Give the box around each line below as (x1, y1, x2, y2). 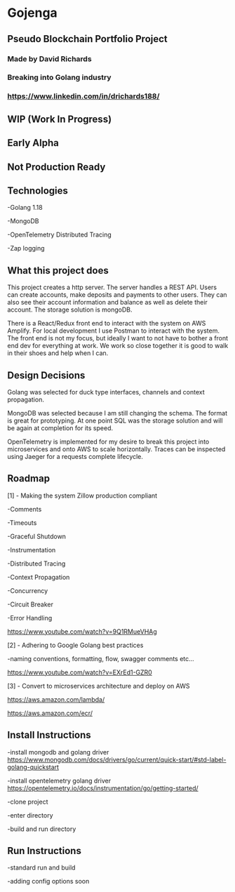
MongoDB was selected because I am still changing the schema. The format (7, 408, 228, 417)
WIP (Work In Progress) (7, 113, 112, 125)
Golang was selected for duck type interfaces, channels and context (7, 387, 205, 396)
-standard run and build (7, 863, 76, 872)
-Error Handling (7, 613, 53, 622)
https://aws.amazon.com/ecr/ (7, 709, 93, 717)
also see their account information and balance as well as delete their (7, 298, 208, 307)
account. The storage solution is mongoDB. (7, 305, 133, 314)
